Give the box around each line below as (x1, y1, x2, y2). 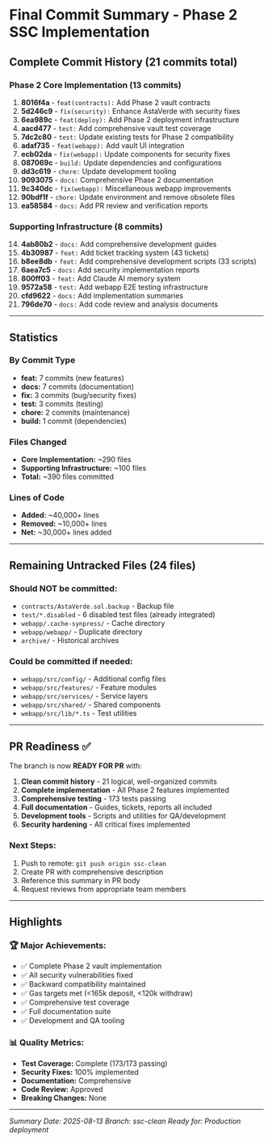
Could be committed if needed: (9, 656, 133, 667)
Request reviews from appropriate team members (20, 884, 186, 894)
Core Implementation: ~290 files (20, 455, 132, 464)
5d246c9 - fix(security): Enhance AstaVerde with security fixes (20, 106, 241, 116)
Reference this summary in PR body (20, 875, 140, 885)
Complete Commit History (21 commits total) (9, 55, 238, 69)
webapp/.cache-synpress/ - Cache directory (20, 619, 165, 628)
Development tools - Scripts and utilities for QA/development (20, 811, 226, 821)
